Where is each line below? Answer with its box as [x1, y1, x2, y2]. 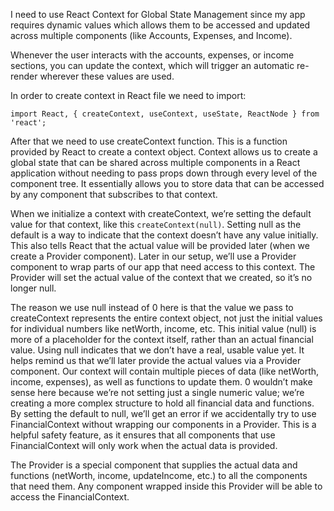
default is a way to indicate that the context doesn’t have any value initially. [10, 229, 319, 241]
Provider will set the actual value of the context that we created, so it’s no [10, 272, 313, 283]
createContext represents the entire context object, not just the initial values [10, 312, 323, 324]
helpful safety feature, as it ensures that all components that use [10, 429, 276, 441]
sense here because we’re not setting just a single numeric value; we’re [10, 387, 305, 398]
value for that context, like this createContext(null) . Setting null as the [10, 219, 302, 230]
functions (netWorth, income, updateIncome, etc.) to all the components [10, 470, 308, 481]
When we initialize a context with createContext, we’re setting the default [10, 208, 312, 219]
